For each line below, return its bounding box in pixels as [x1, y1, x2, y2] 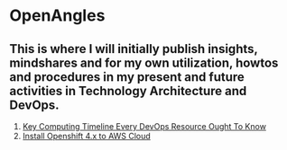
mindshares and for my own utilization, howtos [9, 55, 279, 70]
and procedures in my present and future [9, 69, 245, 84]
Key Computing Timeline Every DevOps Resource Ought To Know [22, 121, 266, 131]
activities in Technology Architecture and [9, 83, 247, 99]
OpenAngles [9, 5, 106, 26]
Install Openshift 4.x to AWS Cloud [22, 131, 151, 141]
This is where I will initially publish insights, [9, 41, 258, 57]
